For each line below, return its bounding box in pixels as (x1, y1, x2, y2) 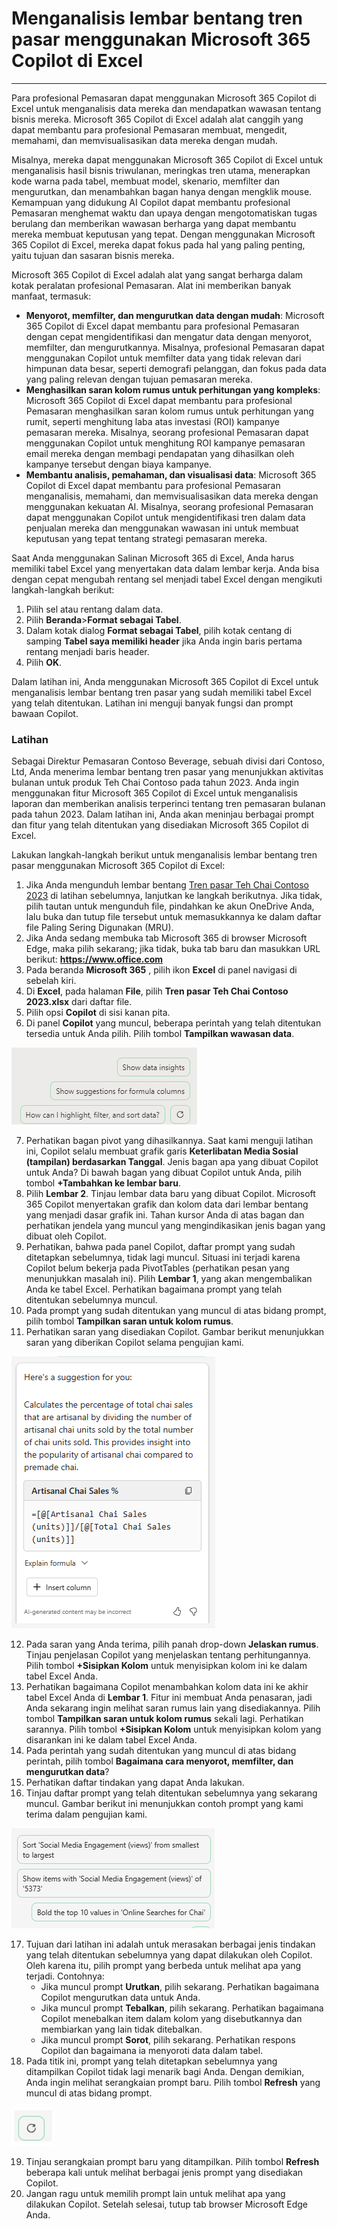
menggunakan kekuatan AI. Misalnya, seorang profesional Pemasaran (25, 500, 314, 512)
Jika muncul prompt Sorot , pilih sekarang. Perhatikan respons (40, 2034, 296, 2046)
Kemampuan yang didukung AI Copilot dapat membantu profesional (11, 196, 291, 208)
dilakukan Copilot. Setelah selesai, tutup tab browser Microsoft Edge (25, 2198, 309, 2211)
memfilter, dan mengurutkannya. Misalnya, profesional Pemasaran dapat (25, 341, 325, 353)
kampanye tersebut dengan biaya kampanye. (25, 458, 212, 470)
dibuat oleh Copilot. (25, 1230, 108, 1242)
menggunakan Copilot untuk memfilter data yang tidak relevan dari (25, 352, 302, 364)
